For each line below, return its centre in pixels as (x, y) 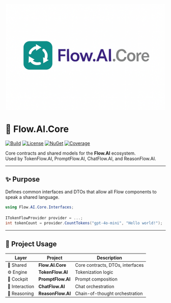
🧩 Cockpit (18, 279)
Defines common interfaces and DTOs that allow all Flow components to (81, 192)
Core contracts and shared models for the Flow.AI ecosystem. (70, 153)
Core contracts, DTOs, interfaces (109, 265)
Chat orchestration (95, 286)
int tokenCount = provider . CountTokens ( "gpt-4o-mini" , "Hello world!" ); (84, 223)
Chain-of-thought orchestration (109, 293)
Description (109, 258)
